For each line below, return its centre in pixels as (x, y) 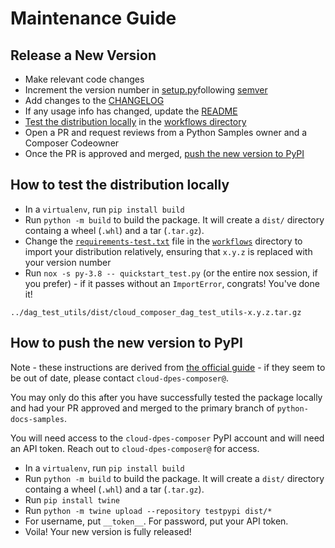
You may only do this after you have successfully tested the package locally (166, 397)
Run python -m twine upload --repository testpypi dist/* (148, 510)
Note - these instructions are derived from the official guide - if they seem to (168, 367)
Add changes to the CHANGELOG (94, 100)
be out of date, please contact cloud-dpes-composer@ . (119, 378)
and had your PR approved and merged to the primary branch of (142, 408)
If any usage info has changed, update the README (131, 111)
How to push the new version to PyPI (126, 343)
